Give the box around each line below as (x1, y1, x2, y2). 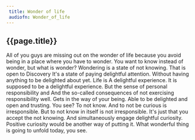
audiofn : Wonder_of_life (8, 14, 70, 20)
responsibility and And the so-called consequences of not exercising (6, 89, 174, 96)
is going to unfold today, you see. (6, 127, 88, 134)
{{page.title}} (6, 36, 57, 46)
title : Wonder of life (8, 8, 65, 15)
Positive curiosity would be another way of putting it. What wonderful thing (6, 121, 189, 128)
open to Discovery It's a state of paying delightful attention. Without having (6, 70, 190, 77)
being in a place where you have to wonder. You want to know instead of (6, 58, 184, 65)
